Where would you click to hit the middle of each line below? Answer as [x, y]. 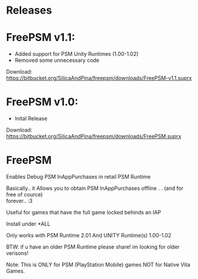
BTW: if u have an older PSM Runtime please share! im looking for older [93, 247]
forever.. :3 [19, 201]
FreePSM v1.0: [42, 102]
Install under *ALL [28, 224]
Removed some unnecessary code [57, 61]
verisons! [17, 253]
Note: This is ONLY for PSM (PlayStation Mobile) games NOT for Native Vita [98, 264]
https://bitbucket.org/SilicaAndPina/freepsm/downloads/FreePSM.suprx [94, 137]
